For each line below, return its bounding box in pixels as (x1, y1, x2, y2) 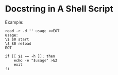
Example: (5, 19, 24, 25)
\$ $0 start (5, 37, 29, 42)
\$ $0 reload (5, 41, 32, 46)
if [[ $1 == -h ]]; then (5, 54, 55, 59)
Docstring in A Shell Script (5, 3, 113, 14)
